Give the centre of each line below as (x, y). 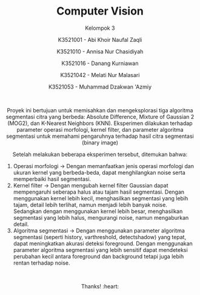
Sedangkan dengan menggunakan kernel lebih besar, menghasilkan (98, 211)
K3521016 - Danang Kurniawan (100, 63)
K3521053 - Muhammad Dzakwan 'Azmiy (100, 87)
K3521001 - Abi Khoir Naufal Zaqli (100, 39)
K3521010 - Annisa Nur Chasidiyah (100, 51)
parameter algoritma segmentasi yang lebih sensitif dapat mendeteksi (100, 249)
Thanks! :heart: (100, 286)
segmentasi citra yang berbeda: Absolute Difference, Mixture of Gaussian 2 (100, 117)
